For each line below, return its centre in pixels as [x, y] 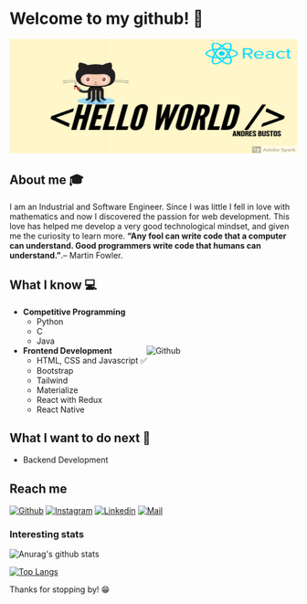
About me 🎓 [47, 180]
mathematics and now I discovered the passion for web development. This [150, 216]
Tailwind [52, 380]
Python [50, 321]
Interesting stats [47, 535]
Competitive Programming [74, 312]
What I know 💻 [53, 286]
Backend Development [65, 460]
